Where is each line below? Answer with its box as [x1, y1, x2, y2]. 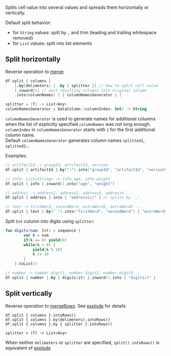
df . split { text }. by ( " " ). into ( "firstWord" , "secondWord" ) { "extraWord [5, 209, 165, 214]
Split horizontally [5, 55, 61, 64]
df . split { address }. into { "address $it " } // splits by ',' [5, 195, 140, 200]
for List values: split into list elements [12, 40, 93, 46]
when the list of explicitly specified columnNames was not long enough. [5, 121, 151, 127]
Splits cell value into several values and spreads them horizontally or [5, 5, 149, 10]
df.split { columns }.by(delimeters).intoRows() [5, 317, 110, 322]
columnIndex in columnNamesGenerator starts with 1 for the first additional [5, 127, 155, 133]
